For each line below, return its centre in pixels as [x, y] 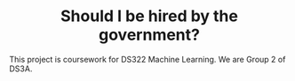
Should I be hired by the [149, 16]
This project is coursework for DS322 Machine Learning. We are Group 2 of [147, 59]
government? [149, 35]
